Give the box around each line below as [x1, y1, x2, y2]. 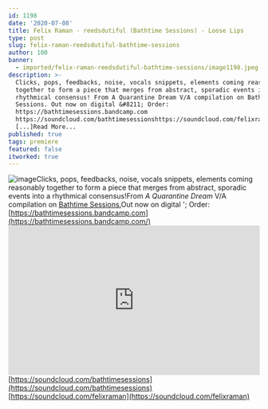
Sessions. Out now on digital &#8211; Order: [15, 100, 170, 108]
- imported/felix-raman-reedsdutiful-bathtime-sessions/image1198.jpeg [15, 64, 259, 72]
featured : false [8, 145, 62, 153]
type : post [8, 33, 45, 42]
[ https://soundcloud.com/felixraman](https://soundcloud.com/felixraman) [8, 391, 250, 401]
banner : [8, 57, 34, 65]
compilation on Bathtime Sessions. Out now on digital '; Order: [8, 200, 210, 210]
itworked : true [8, 152, 59, 160]
